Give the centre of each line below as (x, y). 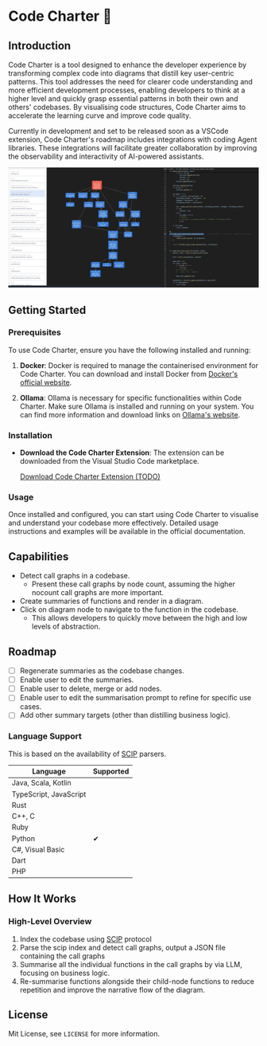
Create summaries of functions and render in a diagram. (112, 601)
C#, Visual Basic (38, 849)
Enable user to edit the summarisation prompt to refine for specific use (135, 698)
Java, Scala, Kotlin (41, 783)
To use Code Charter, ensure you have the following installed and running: (130, 350)
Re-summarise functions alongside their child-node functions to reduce (137, 981)
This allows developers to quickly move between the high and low (139, 618)
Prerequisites (35, 332)
